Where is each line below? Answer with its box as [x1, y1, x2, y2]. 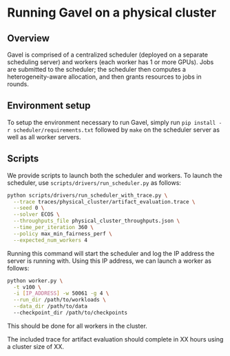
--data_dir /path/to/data [13, 303, 88, 310]
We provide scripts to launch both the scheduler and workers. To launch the [7, 171, 222, 179]
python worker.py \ [7, 277, 63, 284]
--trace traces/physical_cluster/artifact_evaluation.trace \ [13, 198, 196, 205]
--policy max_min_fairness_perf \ [13, 230, 112, 237]
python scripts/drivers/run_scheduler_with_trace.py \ [7, 192, 168, 199]
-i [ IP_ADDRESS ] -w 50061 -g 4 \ [13, 290, 109, 297]
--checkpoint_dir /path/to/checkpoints [13, 309, 128, 316]
